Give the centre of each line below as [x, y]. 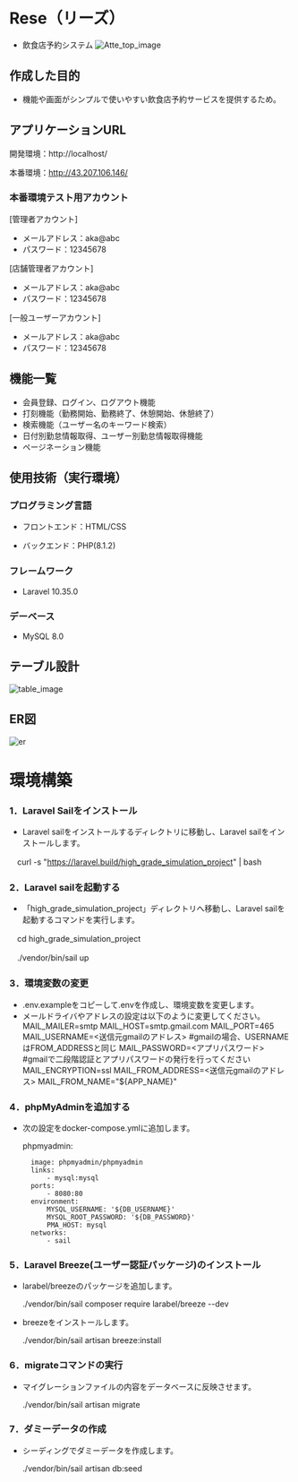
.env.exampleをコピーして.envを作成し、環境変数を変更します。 [140, 1004]
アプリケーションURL [68, 130]
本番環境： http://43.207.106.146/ [68, 172]
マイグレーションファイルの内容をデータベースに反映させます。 [139, 1386]
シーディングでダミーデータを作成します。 [100, 1450]
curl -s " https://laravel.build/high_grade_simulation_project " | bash [139, 862]
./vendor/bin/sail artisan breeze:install [92, 1340]
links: [43, 1170]
